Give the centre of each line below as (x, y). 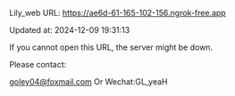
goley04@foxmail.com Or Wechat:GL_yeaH (88, 82)
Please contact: (38, 64)
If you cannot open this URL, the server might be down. (111, 47)
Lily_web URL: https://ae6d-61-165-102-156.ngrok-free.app (117, 13)
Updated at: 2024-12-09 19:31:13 (70, 30)
